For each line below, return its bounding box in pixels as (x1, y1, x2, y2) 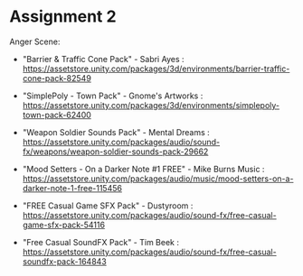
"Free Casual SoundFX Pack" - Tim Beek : (22, 236, 179, 247)
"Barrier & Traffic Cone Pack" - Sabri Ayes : (22, 53, 185, 64)
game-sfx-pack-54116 (22, 219, 106, 230)
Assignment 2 (9, 6, 117, 27)
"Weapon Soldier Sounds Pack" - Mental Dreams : (22, 126, 210, 137)
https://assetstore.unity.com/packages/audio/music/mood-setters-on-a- (22, 173, 294, 184)
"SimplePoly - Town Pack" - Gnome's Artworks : (22, 90, 204, 101)
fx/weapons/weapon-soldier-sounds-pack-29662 (22, 146, 209, 157)
